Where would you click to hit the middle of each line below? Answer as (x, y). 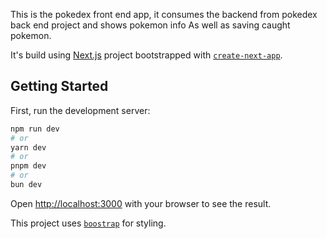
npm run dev (35, 129)
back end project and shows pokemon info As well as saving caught (150, 25)
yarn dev (28, 147)
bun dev (26, 185)
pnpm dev (28, 166)
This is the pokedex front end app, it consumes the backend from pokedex (164, 14)
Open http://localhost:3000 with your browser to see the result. (141, 203)
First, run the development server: (80, 110)
